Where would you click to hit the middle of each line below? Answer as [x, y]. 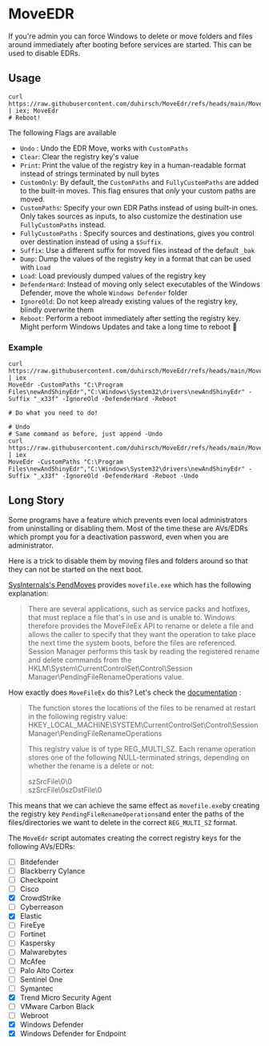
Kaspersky [38, 943]
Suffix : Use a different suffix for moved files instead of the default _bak [137, 250]
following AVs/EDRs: [42, 846]
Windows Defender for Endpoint [73, 1034]
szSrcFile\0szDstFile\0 [65, 790]
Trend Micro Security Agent [66, 997]
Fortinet [33, 934]
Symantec [36, 988]
